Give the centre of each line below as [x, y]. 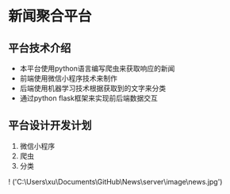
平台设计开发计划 [50, 126]
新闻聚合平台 [50, 16]
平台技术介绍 [40, 48]
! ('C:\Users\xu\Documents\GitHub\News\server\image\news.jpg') [115, 181]
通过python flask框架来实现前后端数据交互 [89, 98]
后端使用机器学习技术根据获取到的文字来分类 [93, 88]
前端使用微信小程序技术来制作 [68, 78]
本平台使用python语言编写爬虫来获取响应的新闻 [97, 68]
